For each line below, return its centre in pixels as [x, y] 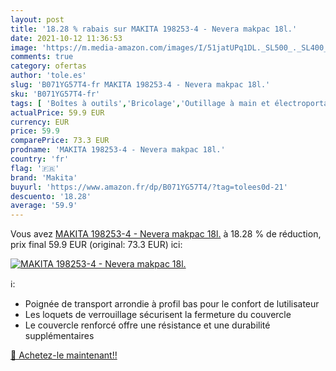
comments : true [42, 57]
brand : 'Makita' [44, 177]
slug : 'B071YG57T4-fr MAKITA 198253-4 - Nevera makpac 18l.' [140, 85]
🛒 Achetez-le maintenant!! [64, 355]
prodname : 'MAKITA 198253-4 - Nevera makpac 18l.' [118, 150]
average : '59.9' [44, 206]
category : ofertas [48, 66]
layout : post [37, 19]
